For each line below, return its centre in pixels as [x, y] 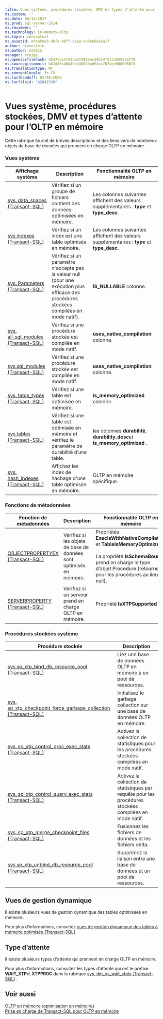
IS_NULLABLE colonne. [120, 286]
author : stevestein [25, 46]
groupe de [63, 191]
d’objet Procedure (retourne [127, 568]
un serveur [76, 595]
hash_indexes [23, 478]
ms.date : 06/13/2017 [26, 19]
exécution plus [68, 286]
